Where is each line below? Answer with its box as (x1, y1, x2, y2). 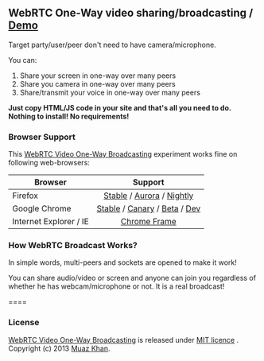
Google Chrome (12, 203, 72, 214)
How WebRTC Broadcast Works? (8, 240, 138, 251)
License (8, 317, 40, 328)
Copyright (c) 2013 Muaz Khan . (8, 344, 111, 353)
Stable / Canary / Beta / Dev (96, 203, 201, 214)
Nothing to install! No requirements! (8, 111, 130, 121)
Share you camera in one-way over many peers (19, 79, 177, 88)
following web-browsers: (8, 158, 90, 168)
